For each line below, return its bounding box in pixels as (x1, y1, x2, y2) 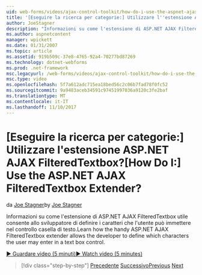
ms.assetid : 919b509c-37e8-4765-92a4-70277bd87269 (6, 54, 136, 60)
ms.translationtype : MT (6, 93, 66, 99)
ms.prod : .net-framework (6, 65, 69, 71)
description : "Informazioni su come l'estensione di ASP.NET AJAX (6, 25, 176, 32)
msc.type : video (6, 76, 47, 82)
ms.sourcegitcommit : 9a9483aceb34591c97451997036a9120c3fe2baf (6, 87, 168, 93)
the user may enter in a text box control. (6, 239, 105, 246)
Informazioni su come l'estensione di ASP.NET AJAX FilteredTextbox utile (6, 213, 188, 220)
